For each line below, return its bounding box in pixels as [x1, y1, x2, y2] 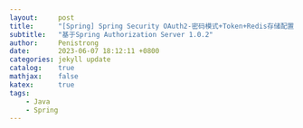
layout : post [9, 13, 75, 23]
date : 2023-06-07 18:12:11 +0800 [9, 47, 160, 56]
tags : [9, 88, 30, 97]
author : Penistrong [9, 38, 99, 48]
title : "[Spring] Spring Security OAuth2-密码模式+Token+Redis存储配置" [9, 22, 298, 31]
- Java [25, 96, 51, 106]
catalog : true [9, 64, 75, 73]
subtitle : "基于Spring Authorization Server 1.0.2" [9, 30, 214, 39]
